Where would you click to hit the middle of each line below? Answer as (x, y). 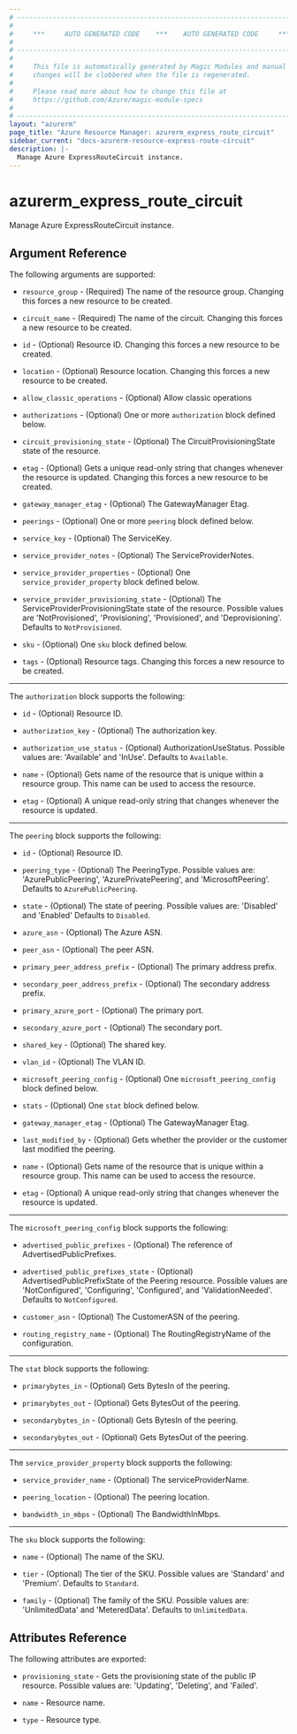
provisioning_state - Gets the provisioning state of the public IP (139, 1676)
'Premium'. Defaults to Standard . (80, 1584)
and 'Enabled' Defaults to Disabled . (86, 916)
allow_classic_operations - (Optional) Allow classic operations (137, 398)
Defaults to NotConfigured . (70, 1300)
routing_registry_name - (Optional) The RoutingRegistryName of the (146, 1334)
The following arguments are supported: (83, 274)
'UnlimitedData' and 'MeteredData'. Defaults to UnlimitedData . (135, 1610)
